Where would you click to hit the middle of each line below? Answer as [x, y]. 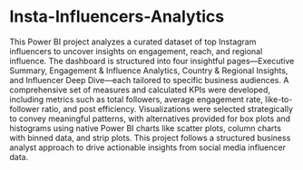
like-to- [279, 99]
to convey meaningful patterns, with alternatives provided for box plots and [150, 118]
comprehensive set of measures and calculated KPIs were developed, [140, 90]
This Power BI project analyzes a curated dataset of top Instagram [133, 42]
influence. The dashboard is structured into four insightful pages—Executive [152, 61]
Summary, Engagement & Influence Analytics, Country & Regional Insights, [149, 71]
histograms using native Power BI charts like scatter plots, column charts [145, 127]
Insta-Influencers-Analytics [117, 17]
